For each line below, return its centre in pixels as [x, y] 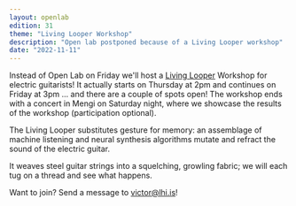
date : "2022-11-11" [45, 50]
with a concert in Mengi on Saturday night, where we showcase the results [145, 103]
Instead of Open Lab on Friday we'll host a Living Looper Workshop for [138, 75]
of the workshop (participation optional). [83, 113]
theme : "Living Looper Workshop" [71, 34]
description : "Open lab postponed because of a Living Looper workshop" [146, 42]
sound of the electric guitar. [60, 149]
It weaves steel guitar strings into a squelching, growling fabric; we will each [148, 166]
